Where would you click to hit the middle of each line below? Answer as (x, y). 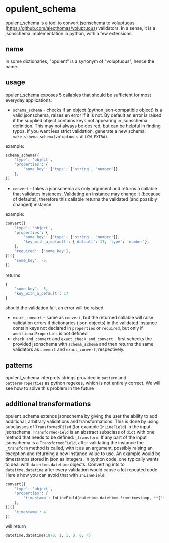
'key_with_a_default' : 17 (41, 294)
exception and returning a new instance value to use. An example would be (83, 454)
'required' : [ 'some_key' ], (43, 251)
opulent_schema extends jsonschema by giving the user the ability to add (81, 416)
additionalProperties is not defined (50, 334)
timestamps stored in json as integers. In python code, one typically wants (82, 459)
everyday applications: (29, 100)
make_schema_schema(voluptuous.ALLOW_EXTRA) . (61, 136)
